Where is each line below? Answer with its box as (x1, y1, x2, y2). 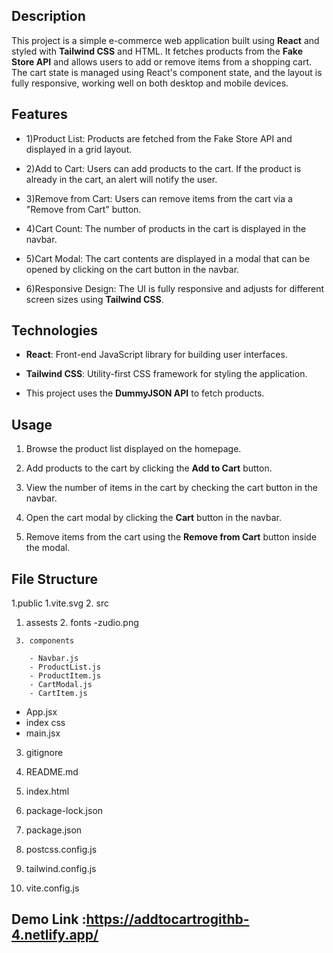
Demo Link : (11, 911, 87, 928)
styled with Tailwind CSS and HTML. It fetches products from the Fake (11, 45, 304, 57)
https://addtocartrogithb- (85, 911, 250, 928)
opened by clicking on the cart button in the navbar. (25, 263, 240, 275)
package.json (25, 824, 83, 836)
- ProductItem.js (29, 671, 102, 681)
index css (25, 717, 66, 729)
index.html (25, 785, 70, 798)
